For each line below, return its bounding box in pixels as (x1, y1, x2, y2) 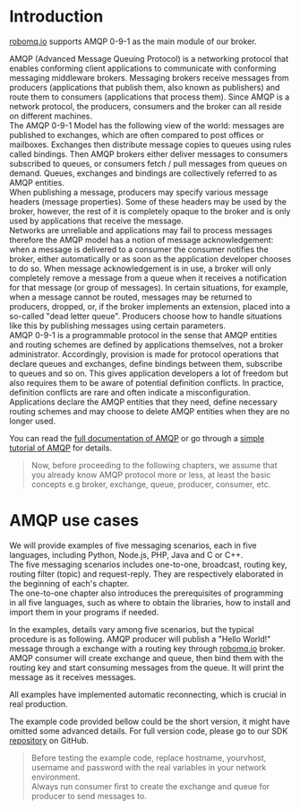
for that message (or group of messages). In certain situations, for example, (9, 282, 288, 292)
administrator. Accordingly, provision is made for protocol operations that (9, 348, 279, 360)
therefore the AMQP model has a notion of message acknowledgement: (9, 234, 274, 245)
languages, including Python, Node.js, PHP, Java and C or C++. (9, 549, 244, 560)
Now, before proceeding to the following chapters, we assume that (30, 459, 278, 470)
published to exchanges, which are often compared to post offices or (9, 129, 264, 140)
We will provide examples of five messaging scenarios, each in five (9, 540, 257, 551)
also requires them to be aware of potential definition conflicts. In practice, (9, 377, 285, 388)
